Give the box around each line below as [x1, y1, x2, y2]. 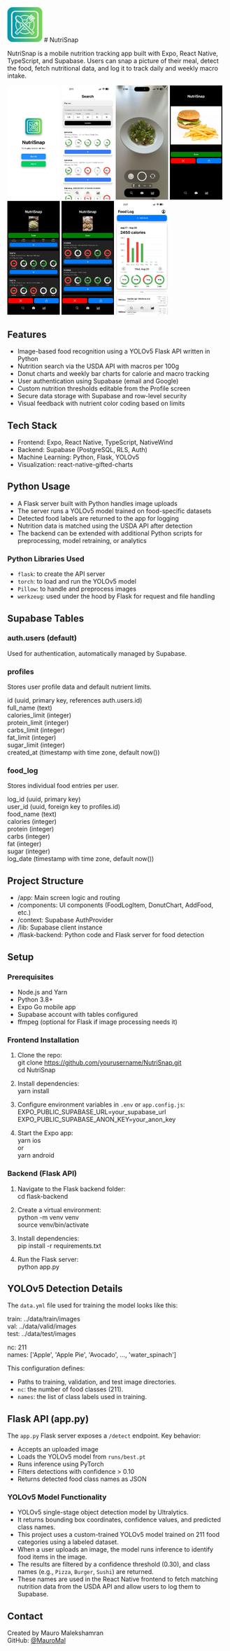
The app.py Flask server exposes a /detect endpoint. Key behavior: [7, 1431, 201, 1440]
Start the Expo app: [17, 1129, 73, 1137]
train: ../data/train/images [7, 1315, 80, 1323]
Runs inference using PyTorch [17, 1460, 104, 1468]
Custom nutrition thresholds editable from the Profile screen [17, 384, 191, 393]
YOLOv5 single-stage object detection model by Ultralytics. [17, 1508, 189, 1517]
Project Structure [7, 875, 84, 887]
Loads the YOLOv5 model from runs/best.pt [17, 1452, 146, 1461]
